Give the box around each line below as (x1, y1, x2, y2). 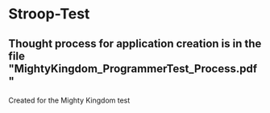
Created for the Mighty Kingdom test (8, 95, 131, 105)
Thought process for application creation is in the (8, 37, 262, 50)
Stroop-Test (8, 5, 90, 23)
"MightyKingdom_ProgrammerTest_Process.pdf (8, 62, 258, 75)
